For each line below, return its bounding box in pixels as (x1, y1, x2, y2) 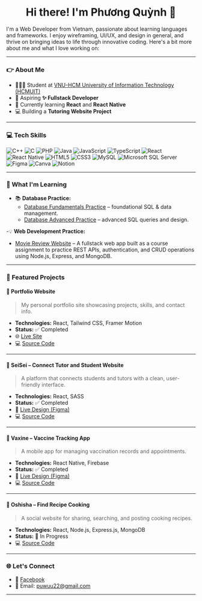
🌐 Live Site (14, 332, 42, 339)
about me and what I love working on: (6, 45, 100, 52)
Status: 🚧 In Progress (14, 532, 69, 540)
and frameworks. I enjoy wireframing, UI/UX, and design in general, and (6, 31, 184, 39)
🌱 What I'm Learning (6, 180, 67, 189)
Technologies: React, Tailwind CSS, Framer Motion (14, 319, 142, 327)
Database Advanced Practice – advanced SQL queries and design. (23, 216, 189, 223)
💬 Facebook (14, 576, 45, 583)
